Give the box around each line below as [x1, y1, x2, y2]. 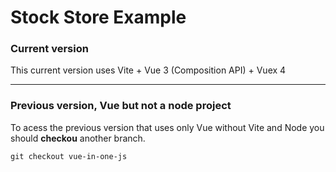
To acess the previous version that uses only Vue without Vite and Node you [10, 121, 325, 133]
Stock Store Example [10, 6, 187, 29]
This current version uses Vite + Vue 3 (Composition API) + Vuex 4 [10, 64, 287, 76]
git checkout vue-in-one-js [10, 151, 128, 161]
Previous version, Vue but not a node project [10, 99, 232, 113]
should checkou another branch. [10, 132, 146, 144]
